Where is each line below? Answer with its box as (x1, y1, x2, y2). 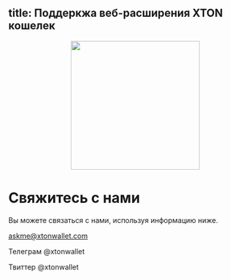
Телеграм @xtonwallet (8, 246, 85, 256)
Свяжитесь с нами (8, 189, 141, 207)
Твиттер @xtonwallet (8, 261, 79, 272)
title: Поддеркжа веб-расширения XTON (8, 6, 224, 20)
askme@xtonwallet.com (8, 231, 89, 241)
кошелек (8, 19, 56, 33)
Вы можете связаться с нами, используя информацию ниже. (8, 215, 219, 224)
